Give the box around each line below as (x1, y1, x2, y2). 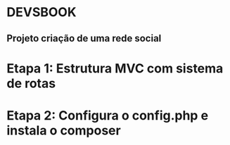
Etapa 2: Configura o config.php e (6, 107, 209, 123)
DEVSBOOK (6, 4, 77, 20)
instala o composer (6, 122, 121, 138)
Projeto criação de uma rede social (6, 32, 162, 44)
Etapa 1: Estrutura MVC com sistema (6, 61, 224, 76)
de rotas (6, 75, 56, 92)
